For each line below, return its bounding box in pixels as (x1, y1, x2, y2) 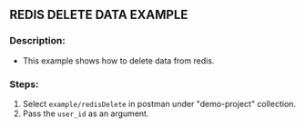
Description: (9, 34, 66, 47)
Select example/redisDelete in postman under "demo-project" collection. (22, 98, 297, 109)
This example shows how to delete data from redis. (22, 54, 215, 66)
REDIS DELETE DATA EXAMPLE (9, 7, 188, 23)
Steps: (9, 77, 39, 90)
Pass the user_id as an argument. (22, 108, 149, 119)
